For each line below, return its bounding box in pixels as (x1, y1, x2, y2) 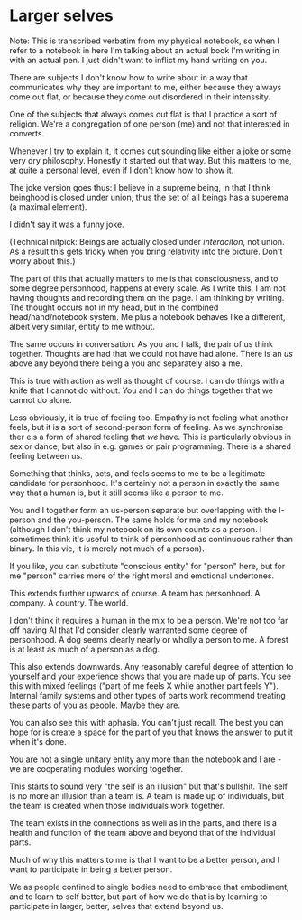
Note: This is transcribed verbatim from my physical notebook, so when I (9, 35, 279, 46)
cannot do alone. (9, 394, 72, 405)
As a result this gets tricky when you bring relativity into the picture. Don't (9, 246, 283, 257)
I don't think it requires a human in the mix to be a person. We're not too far (9, 615, 288, 625)
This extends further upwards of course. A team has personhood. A (9, 587, 261, 598)
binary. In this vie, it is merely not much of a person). (9, 543, 205, 554)
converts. (9, 127, 45, 138)
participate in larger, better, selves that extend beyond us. (9, 900, 224, 911)
